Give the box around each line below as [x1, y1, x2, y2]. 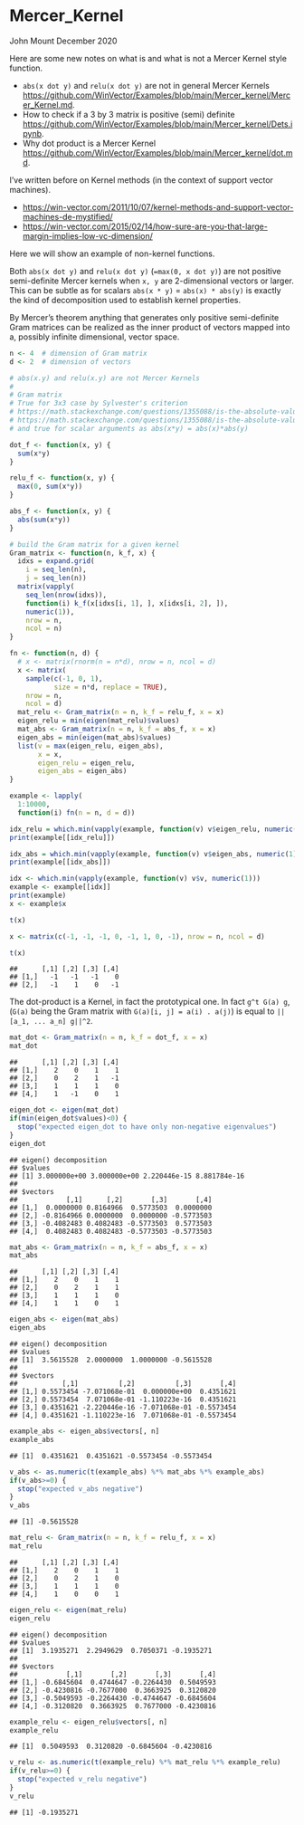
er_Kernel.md [22, 99, 73, 110]
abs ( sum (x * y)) [17, 515, 71, 524]
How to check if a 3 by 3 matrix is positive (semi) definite [22, 109, 235, 119]
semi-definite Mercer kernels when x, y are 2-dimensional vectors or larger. [9, 275, 294, 286]
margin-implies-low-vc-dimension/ [22, 230, 154, 241]
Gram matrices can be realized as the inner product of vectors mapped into [9, 321, 290, 332]
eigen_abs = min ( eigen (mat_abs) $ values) [17, 732, 172, 742]
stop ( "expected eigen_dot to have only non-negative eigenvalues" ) [17, 1122, 278, 1132]
